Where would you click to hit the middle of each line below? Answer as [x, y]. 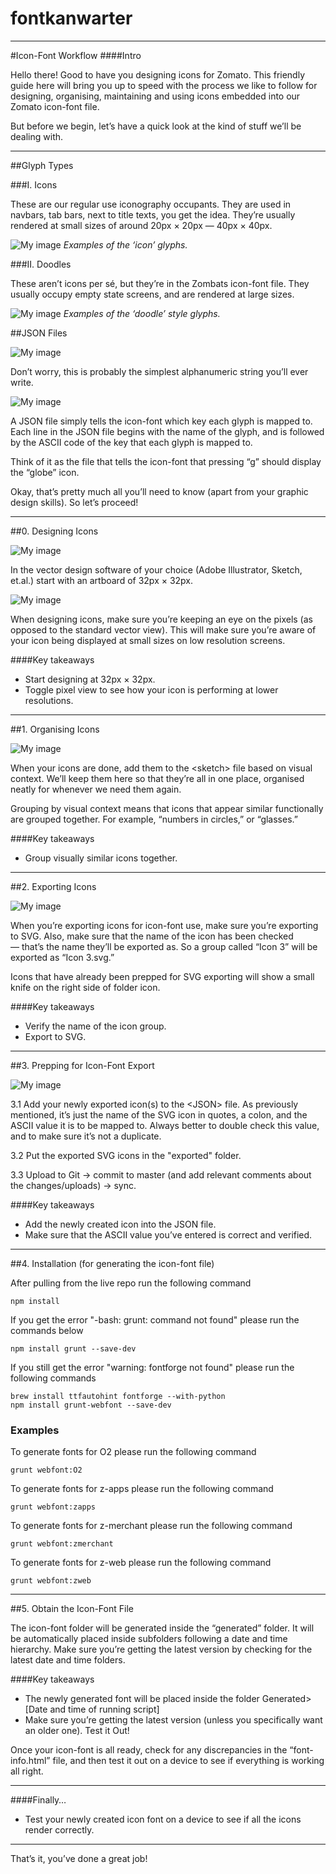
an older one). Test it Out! [77, 1731]
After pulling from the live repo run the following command [131, 1283]
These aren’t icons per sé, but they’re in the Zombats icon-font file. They [160, 283]
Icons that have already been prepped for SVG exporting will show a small [162, 976]
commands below [47, 1330]
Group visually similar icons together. [101, 858]
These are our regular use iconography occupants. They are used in [151, 204]
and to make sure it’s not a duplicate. [86, 1136]
